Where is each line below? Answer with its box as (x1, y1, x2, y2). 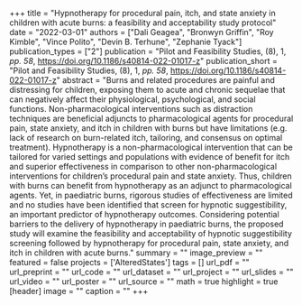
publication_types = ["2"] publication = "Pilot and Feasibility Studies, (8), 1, (9, 46, 287, 57)
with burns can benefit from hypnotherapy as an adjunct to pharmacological (9, 180, 293, 190)
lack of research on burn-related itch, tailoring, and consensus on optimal (9, 133, 283, 143)
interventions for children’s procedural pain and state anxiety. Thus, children (9, 171, 293, 181)
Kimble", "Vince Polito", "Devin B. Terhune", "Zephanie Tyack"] (9, 36, 243, 47)
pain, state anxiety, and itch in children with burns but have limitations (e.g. (9, 123, 288, 134)
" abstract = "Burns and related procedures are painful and (56, 75, 275, 85)
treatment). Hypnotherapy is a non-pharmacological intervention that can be (9, 142, 293, 152)
